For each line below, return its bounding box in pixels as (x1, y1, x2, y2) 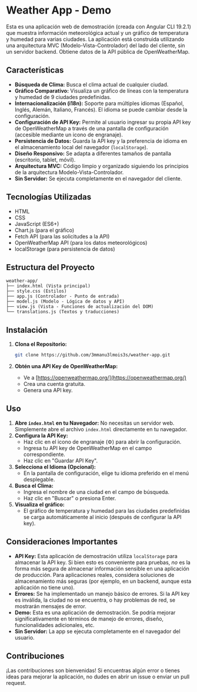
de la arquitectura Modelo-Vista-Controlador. (14, 169, 124, 176)
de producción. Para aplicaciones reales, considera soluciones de (14, 571, 175, 578)
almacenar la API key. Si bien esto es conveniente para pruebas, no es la (14, 559, 191, 566)
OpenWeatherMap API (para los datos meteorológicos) (14, 239, 148, 246)
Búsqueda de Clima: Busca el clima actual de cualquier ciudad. (14, 81, 169, 88)
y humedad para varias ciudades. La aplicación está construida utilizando (6, 35, 184, 42)
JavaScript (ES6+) (14, 220, 59, 227)
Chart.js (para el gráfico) (14, 227, 75, 234)
